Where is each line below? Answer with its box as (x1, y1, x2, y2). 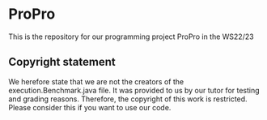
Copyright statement (8, 55, 116, 69)
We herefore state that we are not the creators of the (8, 76, 184, 86)
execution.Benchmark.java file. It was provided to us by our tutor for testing (8, 85, 261, 95)
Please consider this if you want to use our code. (8, 102, 172, 112)
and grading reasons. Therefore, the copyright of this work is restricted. (8, 94, 248, 104)
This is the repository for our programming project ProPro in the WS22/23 (8, 32, 254, 41)
